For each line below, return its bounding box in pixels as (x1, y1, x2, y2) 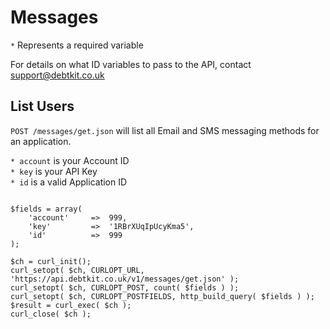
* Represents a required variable (10, 39, 144, 51)
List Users (10, 98, 75, 115)
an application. (10, 135, 72, 147)
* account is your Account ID (10, 154, 130, 166)
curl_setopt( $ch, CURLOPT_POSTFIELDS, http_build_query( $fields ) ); (10, 291, 315, 301)
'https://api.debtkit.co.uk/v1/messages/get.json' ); (10, 274, 240, 284)
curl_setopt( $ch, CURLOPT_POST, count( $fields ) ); (10, 282, 240, 293)
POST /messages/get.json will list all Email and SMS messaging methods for (10, 124, 320, 136)
